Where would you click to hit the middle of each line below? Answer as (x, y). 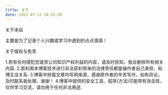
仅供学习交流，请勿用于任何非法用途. (44, 87)
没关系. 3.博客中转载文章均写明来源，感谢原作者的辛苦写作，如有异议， (88, 74)
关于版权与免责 (21, 51)
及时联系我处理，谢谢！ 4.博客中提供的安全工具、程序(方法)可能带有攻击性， (85, 81)
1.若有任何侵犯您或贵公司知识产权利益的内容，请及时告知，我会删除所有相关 (84, 62)
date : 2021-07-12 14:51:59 (34, 15)
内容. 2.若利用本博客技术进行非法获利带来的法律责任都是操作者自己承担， (82, 68)
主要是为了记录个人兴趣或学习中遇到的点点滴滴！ (56, 40)
